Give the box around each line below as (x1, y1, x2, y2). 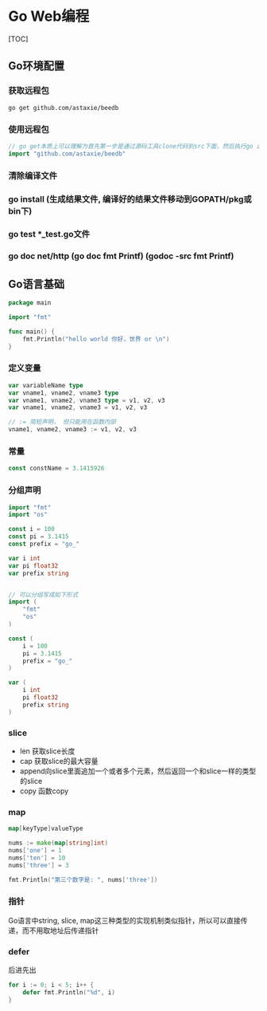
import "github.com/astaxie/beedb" (8, 149, 126, 158)
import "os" (8, 511, 48, 519)
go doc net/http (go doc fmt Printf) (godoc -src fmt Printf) (8, 250, 234, 262)
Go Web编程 (8, 7, 90, 26)
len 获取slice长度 (19, 746, 75, 756)
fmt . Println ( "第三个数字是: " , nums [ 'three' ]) (8, 875, 158, 883)
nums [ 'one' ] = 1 (8, 847, 62, 855)
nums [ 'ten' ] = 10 (8, 854, 66, 862)
